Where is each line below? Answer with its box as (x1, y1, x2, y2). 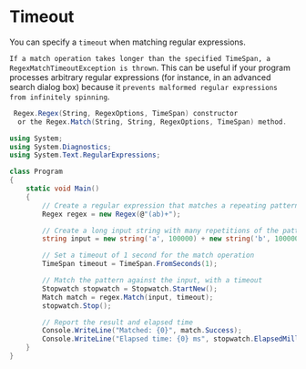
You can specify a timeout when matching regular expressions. (9, 36, 246, 47)
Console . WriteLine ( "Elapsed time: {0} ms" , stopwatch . (42, 334, 255, 343)
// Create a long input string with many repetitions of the (42, 226, 280, 235)
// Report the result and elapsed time (42, 317, 194, 327)
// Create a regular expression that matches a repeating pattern (42, 200, 300, 210)
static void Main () (25, 184, 100, 193)
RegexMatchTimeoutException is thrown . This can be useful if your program (9, 62, 291, 73)
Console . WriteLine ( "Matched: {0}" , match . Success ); (42, 326, 243, 335)
